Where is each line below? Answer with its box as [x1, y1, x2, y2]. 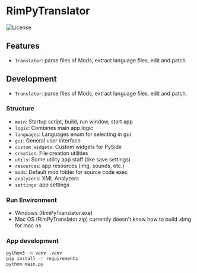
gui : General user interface [14, 136, 81, 144]
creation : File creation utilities [14, 150, 88, 157]
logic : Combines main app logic [14, 124, 94, 131]
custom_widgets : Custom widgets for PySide [14, 143, 122, 150]
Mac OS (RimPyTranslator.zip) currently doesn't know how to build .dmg [14, 215, 192, 223]
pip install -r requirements [6, 256, 78, 262]
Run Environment [6, 196, 58, 204]
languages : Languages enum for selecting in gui [14, 131, 132, 138]
